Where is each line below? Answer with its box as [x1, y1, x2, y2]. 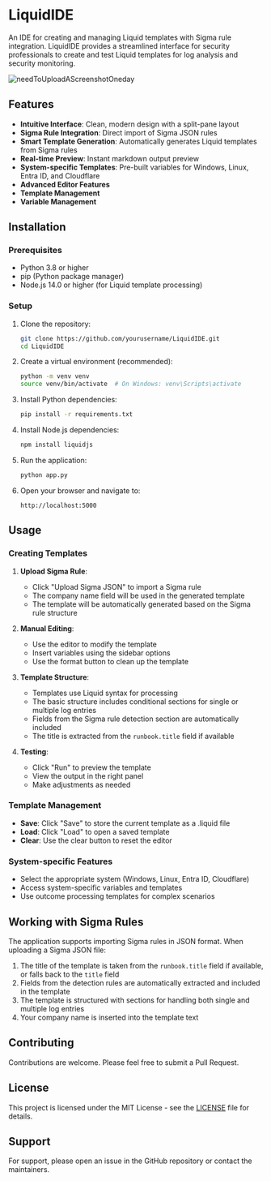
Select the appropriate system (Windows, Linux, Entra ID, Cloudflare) [19, 874, 250, 884]
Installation [8, 221, 66, 234]
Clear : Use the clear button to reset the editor [19, 835, 172, 845]
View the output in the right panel [32, 771, 144, 780]
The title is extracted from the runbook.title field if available [32, 731, 235, 741]
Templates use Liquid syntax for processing [32, 688, 178, 698]
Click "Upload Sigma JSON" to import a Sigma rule [32, 582, 202, 591]
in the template [19, 986, 70, 996]
